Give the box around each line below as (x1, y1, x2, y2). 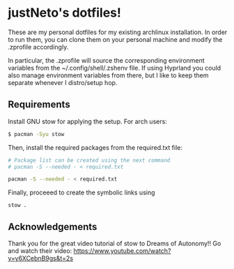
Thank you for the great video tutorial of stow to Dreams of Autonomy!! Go (8, 239, 221, 248)
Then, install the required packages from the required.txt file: (8, 143, 183, 151)
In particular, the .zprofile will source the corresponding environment (8, 56, 205, 64)
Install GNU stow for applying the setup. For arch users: (8, 117, 168, 125)
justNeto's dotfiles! (8, 5, 121, 21)
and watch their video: (8, 247, 72, 255)
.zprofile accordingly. (8, 43, 69, 51)
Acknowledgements (8, 221, 97, 233)
